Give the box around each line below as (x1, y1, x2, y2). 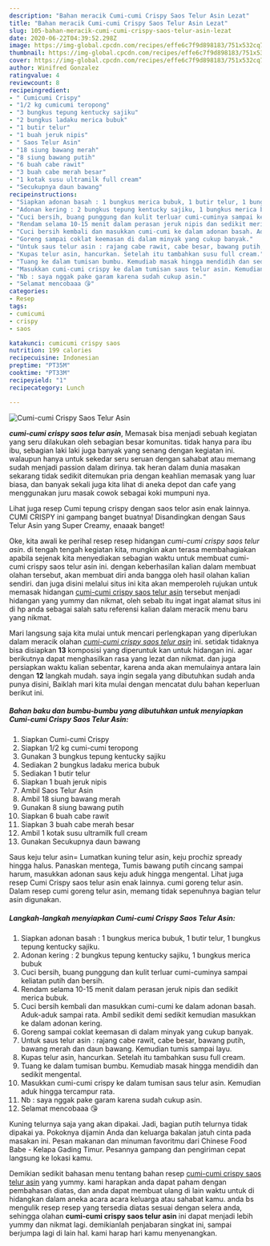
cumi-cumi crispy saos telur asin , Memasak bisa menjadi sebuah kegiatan (9, 428, 257, 438)
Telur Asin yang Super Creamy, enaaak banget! (9, 520, 165, 530)
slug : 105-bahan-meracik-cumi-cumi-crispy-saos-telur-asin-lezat (9, 26, 232, 34)
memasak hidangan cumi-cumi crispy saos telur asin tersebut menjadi (9, 587, 241, 597)
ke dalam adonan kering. (20, 1018, 103, 1028)
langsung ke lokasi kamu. (9, 1153, 93, 1163)
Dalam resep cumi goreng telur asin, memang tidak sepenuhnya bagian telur (9, 886, 261, 896)
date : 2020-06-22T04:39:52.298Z (9, 34, 117, 42)
